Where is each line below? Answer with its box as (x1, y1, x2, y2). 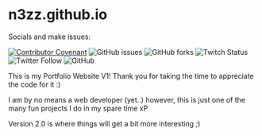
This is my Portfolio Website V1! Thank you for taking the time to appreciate (8, 71, 254, 80)
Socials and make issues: (8, 32, 91, 41)
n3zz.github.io (8, 6, 108, 24)
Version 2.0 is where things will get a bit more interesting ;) (8, 119, 201, 128)
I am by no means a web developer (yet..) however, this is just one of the (8, 95, 246, 104)
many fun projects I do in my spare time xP (8, 103, 148, 113)
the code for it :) (8, 80, 61, 89)
